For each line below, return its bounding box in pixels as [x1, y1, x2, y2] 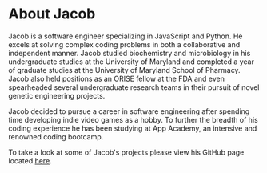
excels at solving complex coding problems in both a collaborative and [8, 39, 241, 49]
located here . [8, 155, 52, 165]
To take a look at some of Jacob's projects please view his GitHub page [8, 147, 245, 157]
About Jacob [8, 5, 96, 23]
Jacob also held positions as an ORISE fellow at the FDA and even [8, 74, 225, 83]
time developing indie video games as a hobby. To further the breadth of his [8, 115, 258, 124]
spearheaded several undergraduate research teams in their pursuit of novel [8, 82, 260, 92]
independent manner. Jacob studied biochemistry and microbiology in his [8, 48, 251, 58]
